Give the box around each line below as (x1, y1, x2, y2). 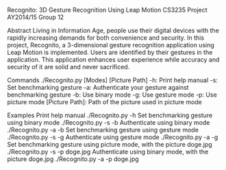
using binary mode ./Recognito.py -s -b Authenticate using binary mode (7, 119, 210, 126)
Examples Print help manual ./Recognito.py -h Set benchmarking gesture (7, 111, 213, 119)
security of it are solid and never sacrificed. (7, 63, 130, 71)
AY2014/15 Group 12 (7, 13, 64, 21)
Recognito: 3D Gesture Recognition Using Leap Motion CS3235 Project (7, 6, 208, 14)
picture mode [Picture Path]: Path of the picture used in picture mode (7, 98, 202, 106)
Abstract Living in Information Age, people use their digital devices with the (7, 27, 219, 34)
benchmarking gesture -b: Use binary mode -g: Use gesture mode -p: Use (7, 90, 217, 99)
